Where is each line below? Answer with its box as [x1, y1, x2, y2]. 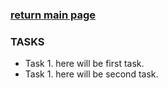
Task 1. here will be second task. [24, 68, 159, 80]
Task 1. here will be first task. [24, 58, 145, 70]
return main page [10, 8, 96, 22]
